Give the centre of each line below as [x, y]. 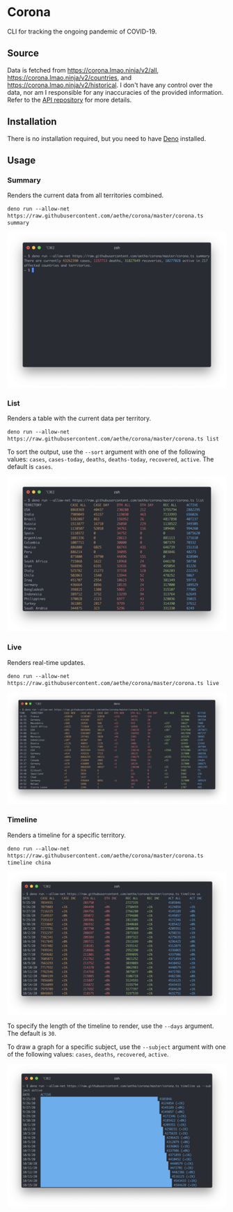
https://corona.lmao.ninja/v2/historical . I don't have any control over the [110, 85]
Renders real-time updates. [46, 662]
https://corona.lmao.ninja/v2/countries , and [70, 77]
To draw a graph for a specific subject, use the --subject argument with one [116, 1047]
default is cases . [30, 466]
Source [23, 53]
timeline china [29, 862]
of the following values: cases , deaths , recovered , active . [88, 1054]
